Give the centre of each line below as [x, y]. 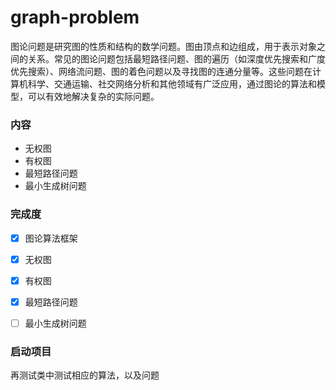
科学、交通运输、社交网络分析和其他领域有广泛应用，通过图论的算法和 [172, 83]
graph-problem [75, 17]
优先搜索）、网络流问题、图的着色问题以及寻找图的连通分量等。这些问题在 [161, 71]
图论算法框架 [51, 238]
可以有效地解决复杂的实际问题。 [93, 96]
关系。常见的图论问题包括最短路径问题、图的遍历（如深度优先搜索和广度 [176, 58]
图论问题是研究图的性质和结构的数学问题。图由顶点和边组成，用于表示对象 [163, 46]
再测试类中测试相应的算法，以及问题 [85, 375]
